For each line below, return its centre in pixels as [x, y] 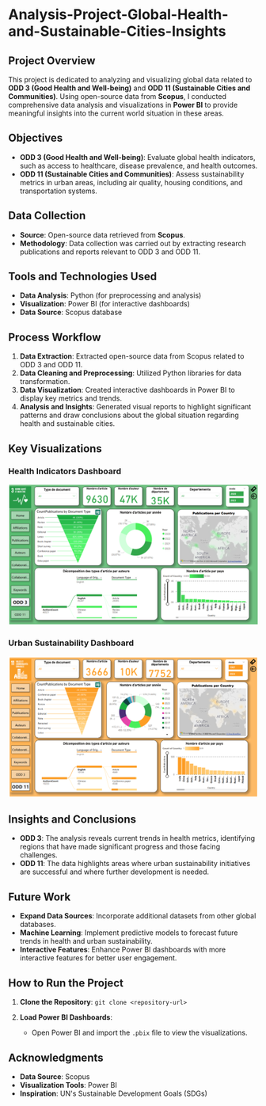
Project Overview [52, 61]
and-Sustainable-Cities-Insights [117, 31]
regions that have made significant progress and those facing [120, 847]
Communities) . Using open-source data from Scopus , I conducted [118, 96]
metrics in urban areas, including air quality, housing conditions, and [131, 182]
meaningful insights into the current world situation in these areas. [116, 113]
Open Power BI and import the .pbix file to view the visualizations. [139, 1033]
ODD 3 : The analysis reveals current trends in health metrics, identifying [137, 838]
